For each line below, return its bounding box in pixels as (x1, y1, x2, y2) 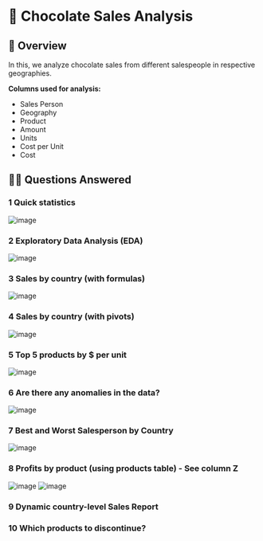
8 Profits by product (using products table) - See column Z (8, 463, 239, 474)
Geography (19, 108, 57, 117)
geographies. (8, 69, 52, 78)
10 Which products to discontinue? (8, 522, 147, 533)
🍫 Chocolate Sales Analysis (8, 7, 194, 25)
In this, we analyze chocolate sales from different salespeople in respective (8, 60, 256, 69)
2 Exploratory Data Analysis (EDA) (8, 235, 143, 246)
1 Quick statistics (8, 197, 76, 208)
